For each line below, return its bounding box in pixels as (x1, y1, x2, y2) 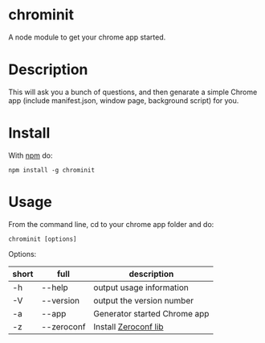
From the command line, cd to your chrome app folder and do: (8, 219, 214, 229)
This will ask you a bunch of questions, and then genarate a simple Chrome (8, 87, 258, 97)
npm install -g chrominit (8, 166, 95, 174)
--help (41, 282, 68, 293)
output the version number (93, 295, 194, 306)
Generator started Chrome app (93, 308, 210, 319)
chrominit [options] (8, 235, 78, 243)
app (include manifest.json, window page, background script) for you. (8, 95, 239, 105)
